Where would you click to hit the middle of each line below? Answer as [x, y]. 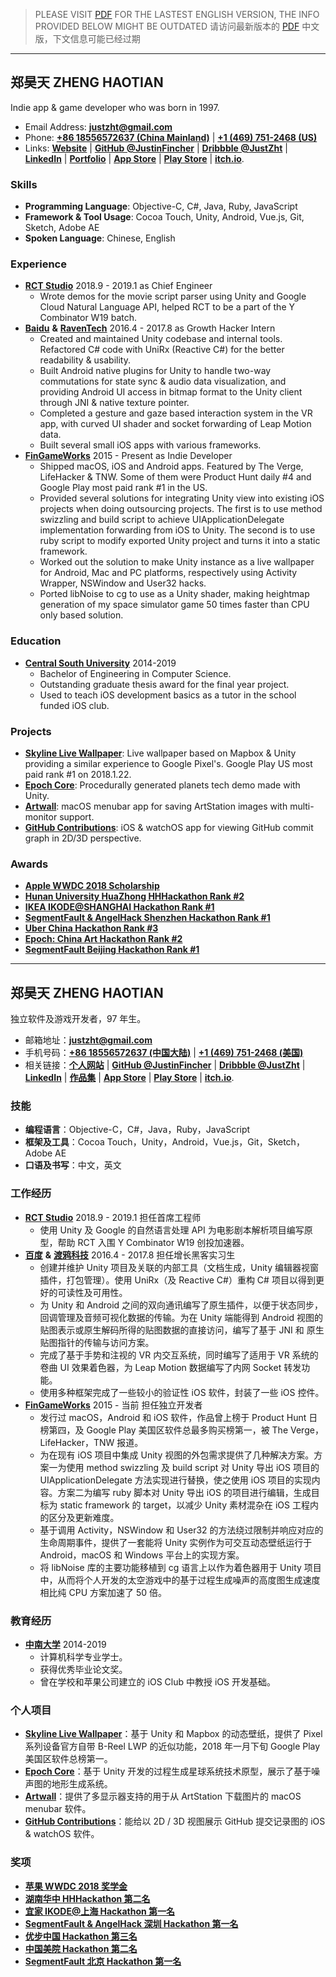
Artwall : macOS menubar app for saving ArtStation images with [156, 806]
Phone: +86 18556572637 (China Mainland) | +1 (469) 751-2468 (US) [171, 137]
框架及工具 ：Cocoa [64, 1142]
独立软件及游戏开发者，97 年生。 [78, 1019]
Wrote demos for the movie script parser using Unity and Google [173, 296]
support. [77, 817]
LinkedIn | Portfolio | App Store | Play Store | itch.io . [134, 158]
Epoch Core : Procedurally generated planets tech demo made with [162, 785]
